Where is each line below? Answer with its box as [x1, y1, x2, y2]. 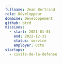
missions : [5, 25, 25, 30]
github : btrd [5, 20, 31, 26]
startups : [5, 47, 25, 52]
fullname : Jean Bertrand [5, 7, 55, 12]
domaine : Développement [5, 16, 53, 21]
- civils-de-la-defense [9, 51, 57, 57]
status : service [14, 38, 47, 43]
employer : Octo [14, 43, 45, 48]
